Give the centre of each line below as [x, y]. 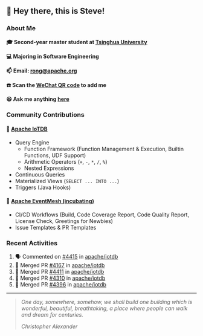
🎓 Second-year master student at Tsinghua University [77, 42]
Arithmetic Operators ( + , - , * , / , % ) [66, 161]
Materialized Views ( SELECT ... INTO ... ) [67, 181]
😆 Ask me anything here [38, 99]
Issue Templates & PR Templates [56, 228]
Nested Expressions [49, 168]
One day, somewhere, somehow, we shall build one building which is [107, 302]
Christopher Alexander [49, 326]
